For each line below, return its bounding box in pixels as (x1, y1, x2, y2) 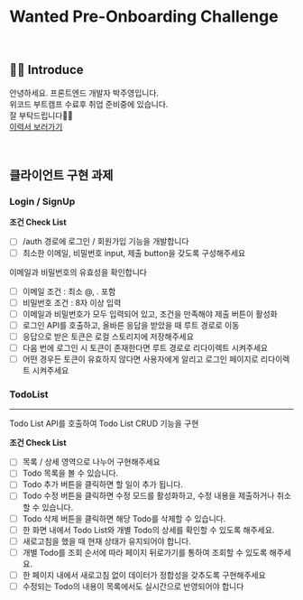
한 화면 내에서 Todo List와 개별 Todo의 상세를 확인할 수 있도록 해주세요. (22, 524, 275, 535)
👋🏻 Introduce (9, 62, 84, 78)
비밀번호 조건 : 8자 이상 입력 (22, 297, 122, 308)
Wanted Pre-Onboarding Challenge (9, 6, 279, 27)
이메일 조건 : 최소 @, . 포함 (22, 286, 116, 297)
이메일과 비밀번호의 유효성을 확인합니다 (9, 266, 147, 277)
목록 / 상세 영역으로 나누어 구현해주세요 (22, 457, 161, 467)
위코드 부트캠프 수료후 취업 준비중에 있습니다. (9, 98, 169, 109)
